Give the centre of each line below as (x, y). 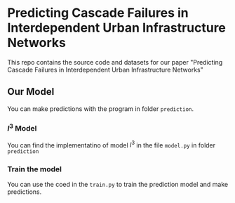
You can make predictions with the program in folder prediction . (101, 109)
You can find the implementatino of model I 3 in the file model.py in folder (112, 144)
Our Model (31, 92)
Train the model (34, 169)
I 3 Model (22, 127)
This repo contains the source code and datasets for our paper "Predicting (115, 62)
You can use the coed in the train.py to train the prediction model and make (118, 185)
